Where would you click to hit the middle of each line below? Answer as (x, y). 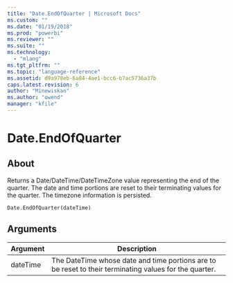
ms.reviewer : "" (31, 40)
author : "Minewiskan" (38, 91)
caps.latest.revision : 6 (43, 85)
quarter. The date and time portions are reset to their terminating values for (114, 187)
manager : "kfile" (32, 104)
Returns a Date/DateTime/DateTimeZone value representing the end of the (113, 180)
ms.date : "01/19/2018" (40, 26)
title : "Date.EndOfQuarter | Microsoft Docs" (74, 14)
